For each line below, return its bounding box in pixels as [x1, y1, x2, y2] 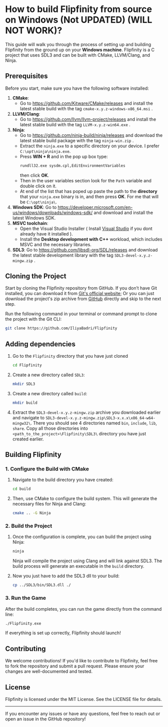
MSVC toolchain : [12, 220, 48, 226]
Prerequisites [5, 72, 48, 81]
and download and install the [93, 209, 153, 215]
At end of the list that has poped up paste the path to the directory [19, 188, 157, 194]
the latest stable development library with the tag [12, 252, 113, 258]
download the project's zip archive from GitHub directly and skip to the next [5, 296, 161, 302]
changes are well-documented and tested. [5, 668, 92, 674]
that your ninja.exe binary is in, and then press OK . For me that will [19, 193, 159, 199]
